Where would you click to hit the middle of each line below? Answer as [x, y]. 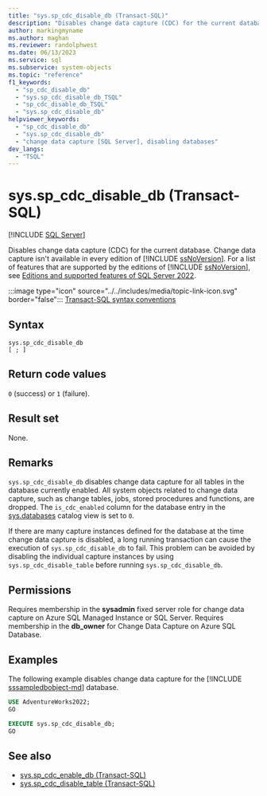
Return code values [58, 374]
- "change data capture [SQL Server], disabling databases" [117, 141]
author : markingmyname [46, 30]
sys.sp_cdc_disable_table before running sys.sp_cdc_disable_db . [116, 565]
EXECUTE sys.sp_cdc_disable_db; [62, 723]
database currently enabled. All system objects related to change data [123, 490]
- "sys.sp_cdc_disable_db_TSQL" [69, 97]
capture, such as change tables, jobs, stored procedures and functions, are [132, 499]
